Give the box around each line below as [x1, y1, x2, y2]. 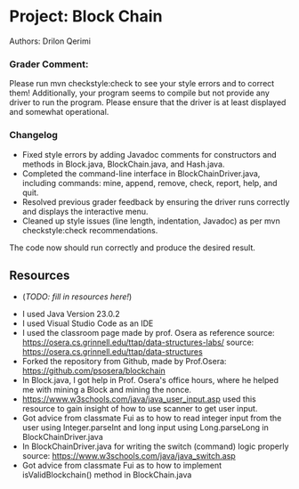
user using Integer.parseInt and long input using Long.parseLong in [21, 422, 269, 433]
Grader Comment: [9, 58, 89, 70]
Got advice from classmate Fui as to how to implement [21, 460, 222, 471]
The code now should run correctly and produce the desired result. [9, 242, 256, 253]
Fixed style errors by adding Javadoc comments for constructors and [21, 149, 278, 159]
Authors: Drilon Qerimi [9, 36, 92, 46]
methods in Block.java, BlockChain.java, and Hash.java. [21, 159, 225, 169]
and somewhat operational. [9, 107, 109, 118]
